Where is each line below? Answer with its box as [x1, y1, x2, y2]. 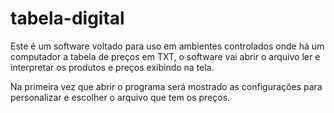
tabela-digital [10, 7, 125, 30]
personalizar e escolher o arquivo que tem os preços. [10, 91, 231, 103]
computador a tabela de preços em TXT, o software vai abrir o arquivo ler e [10, 50, 321, 62]
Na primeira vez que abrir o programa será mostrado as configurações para [10, 80, 323, 92]
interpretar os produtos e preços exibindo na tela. [10, 61, 215, 73]
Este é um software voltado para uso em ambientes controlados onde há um [10, 40, 325, 52]
